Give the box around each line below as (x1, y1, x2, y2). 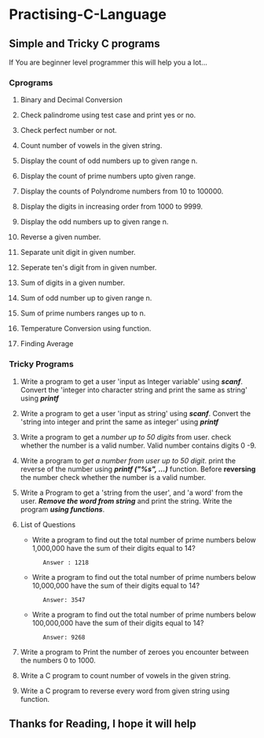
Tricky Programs (9, 359, 74, 370)
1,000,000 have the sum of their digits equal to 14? (31, 543, 196, 552)
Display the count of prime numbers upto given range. (20, 172, 196, 181)
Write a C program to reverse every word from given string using (20, 686, 230, 696)
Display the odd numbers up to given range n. (20, 217, 169, 227)
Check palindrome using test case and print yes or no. (20, 110, 196, 120)
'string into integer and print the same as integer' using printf (20, 417, 219, 426)
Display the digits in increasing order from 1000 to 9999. (20, 202, 203, 212)
